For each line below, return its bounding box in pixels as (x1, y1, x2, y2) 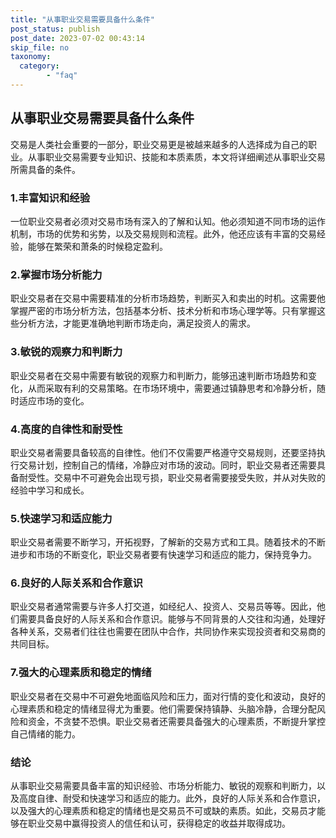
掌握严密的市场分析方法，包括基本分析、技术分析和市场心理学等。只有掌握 (10, 305, 317, 317)
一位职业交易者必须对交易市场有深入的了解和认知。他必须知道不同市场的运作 (10, 215, 326, 227)
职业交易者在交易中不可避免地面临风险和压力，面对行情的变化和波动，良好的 (10, 690, 326, 702)
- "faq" (46, 71, 78, 81)
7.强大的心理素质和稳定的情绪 (10, 666, 152, 680)
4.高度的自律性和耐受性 (10, 422, 123, 436)
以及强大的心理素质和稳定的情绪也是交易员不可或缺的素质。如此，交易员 (10, 805, 308, 817)
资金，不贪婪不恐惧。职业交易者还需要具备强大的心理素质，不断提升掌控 (27, 715, 326, 727)
